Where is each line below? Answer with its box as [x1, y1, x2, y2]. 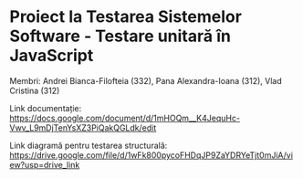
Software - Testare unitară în [9, 26, 231, 47]
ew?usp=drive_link [9, 159, 80, 170]
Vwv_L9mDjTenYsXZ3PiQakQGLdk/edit [9, 121, 157, 133]
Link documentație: [9, 102, 82, 113]
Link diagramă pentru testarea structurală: [9, 140, 168, 151]
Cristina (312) [9, 85, 60, 96]
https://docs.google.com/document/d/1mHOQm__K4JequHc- [9, 112, 240, 123]
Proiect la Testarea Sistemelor [9, 6, 242, 27]
